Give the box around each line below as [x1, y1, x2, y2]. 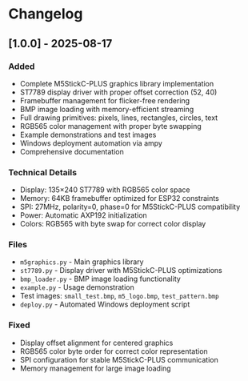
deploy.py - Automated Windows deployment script [19, 299, 190, 309]
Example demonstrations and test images [19, 130, 157, 139]
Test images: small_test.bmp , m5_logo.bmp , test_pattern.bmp [19, 291, 219, 301]
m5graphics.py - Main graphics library [19, 257, 144, 267]
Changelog [8, 5, 83, 23]
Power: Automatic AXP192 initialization [19, 211, 148, 220]
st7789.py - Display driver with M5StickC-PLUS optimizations [19, 266, 222, 275]
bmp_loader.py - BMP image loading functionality [19, 274, 182, 284]
